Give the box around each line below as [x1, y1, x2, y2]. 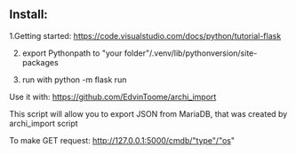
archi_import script [9, 118, 78, 128]
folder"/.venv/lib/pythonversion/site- [124, 48, 258, 58]
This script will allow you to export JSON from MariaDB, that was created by [9, 108, 288, 119]
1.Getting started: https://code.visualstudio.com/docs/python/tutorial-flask [9, 30, 282, 41]
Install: [9, 7, 49, 22]
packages [21, 57, 60, 67]
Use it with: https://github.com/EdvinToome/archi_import [9, 91, 217, 102]
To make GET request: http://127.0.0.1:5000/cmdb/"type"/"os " [9, 135, 236, 145]
